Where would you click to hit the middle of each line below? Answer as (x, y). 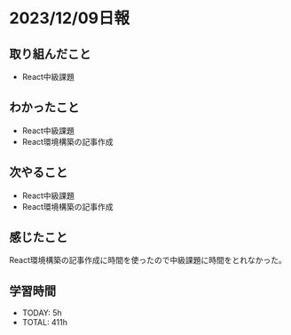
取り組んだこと (50, 54)
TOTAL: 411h (45, 323)
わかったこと (44, 108)
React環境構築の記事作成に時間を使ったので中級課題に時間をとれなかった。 (148, 260)
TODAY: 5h (42, 313)
